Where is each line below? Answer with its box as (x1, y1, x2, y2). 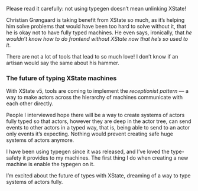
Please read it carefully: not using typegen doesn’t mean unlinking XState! (6, 5, 186, 12)
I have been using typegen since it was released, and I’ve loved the (6, 148, 170, 156)
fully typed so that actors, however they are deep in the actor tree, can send (6, 118, 191, 125)
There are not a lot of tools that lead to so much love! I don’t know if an (6, 53, 178, 60)
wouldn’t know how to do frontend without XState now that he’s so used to (6, 35, 189, 42)
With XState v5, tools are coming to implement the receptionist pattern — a (6, 88, 189, 95)
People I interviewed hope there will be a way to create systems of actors (6, 112, 185, 119)
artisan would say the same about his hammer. (6, 59, 119, 66)
